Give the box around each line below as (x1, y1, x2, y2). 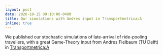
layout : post (5, 7, 32, 12)
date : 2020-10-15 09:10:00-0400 (5, 12, 71, 17)
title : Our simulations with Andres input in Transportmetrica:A (5, 16, 142, 21)
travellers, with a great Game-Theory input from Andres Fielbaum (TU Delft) (5, 39, 159, 45)
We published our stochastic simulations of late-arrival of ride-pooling (5, 34, 148, 40)
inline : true (5, 20, 32, 26)
